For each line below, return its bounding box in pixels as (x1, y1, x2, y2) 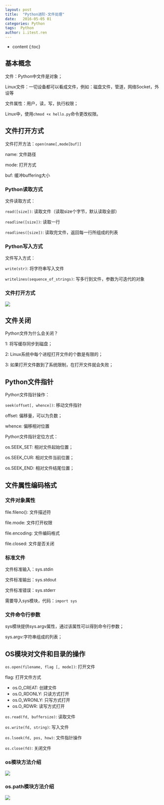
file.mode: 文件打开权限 (5, 519, 53, 526)
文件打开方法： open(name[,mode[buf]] (5, 141, 82, 147)
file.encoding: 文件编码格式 (5, 530, 60, 536)
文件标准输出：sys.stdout (5, 577, 56, 583)
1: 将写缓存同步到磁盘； (5, 341, 53, 347)
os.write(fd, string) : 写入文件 (5, 724, 69, 730)
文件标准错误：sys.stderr (5, 587, 56, 593)
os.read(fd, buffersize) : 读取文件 (5, 714, 76, 720)
